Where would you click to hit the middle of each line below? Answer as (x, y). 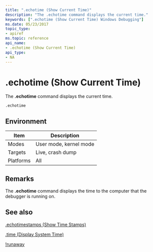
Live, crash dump (56, 152)
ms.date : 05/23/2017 (27, 24)
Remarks (20, 179)
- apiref (14, 34)
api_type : (16, 52)
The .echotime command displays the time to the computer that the (76, 191)
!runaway (15, 244)
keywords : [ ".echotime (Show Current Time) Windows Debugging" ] (74, 19)
